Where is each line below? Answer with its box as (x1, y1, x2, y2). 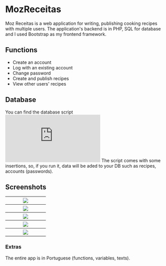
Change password (12, 70, 51, 76)
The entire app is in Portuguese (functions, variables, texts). (5, 255, 131, 261)
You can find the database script (5, 109, 73, 115)
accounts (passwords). (5, 168, 53, 174)
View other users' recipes (12, 81, 67, 87)
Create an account (12, 59, 52, 65)
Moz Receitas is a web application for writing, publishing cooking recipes (5, 20, 158, 26)
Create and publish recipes (12, 75, 69, 82)
